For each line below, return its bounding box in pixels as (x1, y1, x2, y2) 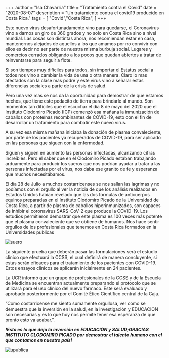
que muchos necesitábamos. (5, 171, 66, 177)
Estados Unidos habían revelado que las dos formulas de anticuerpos (5, 192, 150, 197)
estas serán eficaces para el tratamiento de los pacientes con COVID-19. (5, 260, 157, 266)
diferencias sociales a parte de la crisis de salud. (5, 83, 107, 89)
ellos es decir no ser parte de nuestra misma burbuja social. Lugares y (5, 46, 152, 52)
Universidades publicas (5, 229, 54, 235)
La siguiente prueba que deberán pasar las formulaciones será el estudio (5, 249, 158, 254)
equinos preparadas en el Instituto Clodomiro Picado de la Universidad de (5, 197, 159, 203)
